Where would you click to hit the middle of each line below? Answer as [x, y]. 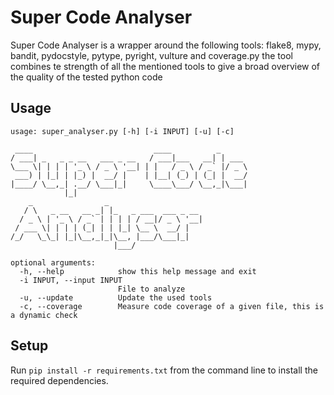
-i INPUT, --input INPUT [71, 280]
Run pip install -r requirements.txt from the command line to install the [164, 370]
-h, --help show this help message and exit [138, 271]
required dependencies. [59, 380]
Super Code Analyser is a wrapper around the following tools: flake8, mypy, [166, 45]
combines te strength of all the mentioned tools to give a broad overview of [165, 66]
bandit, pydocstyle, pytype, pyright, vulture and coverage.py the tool [151, 55]
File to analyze [151, 289]
